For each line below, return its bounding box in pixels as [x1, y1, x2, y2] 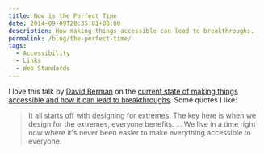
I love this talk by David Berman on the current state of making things [8, 86, 238, 96]
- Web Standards [15, 65, 70, 73]
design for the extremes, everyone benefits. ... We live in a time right [27, 119, 256, 129]
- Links [15, 57, 42, 65]
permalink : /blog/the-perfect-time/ [8, 34, 132, 43]
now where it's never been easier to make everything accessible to [27, 127, 252, 137]
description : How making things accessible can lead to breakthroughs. [8, 27, 254, 35]
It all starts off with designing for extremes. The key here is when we [27, 110, 257, 120]
